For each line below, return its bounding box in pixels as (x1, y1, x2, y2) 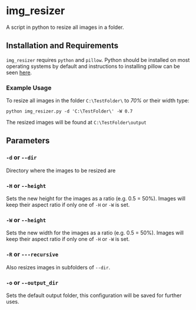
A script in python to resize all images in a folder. (6, 24, 124, 31)
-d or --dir (6, 153, 37, 161)
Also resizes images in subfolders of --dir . (6, 263, 111, 271)
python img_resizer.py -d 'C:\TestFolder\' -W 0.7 (6, 108, 133, 114)
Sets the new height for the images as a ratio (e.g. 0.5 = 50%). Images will (6, 195, 186, 202)
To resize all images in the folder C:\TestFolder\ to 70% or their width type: (6, 97, 190, 104)
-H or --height (6, 182, 46, 190)
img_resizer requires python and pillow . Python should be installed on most (6, 56, 190, 63)
